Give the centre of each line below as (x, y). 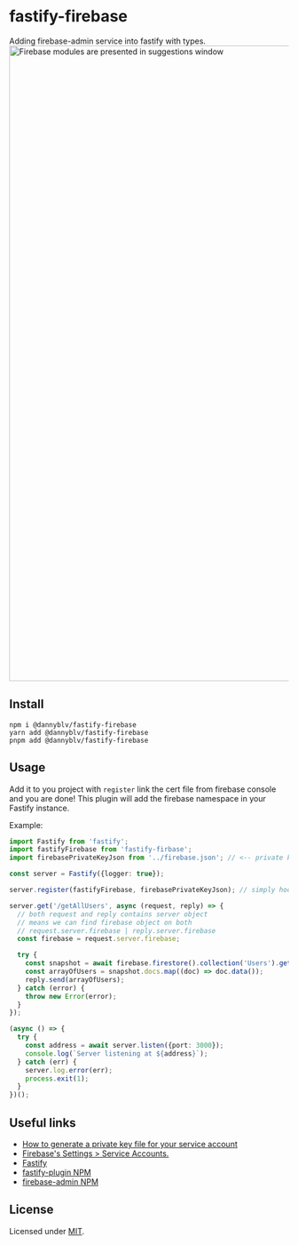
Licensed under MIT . (47, 1231)
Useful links (43, 1123)
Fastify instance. (39, 808)
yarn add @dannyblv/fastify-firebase (79, 732)
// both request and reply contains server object (113, 914)
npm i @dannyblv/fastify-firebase (73, 725)
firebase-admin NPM (60, 1182)
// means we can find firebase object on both (105, 922)
